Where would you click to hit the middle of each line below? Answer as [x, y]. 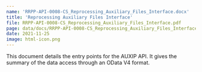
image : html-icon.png [33, 39]
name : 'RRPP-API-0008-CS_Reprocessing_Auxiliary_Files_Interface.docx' [98, 12]
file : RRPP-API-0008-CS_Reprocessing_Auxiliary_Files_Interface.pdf [94, 23]
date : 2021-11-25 [28, 34]
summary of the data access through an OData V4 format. [78, 62]
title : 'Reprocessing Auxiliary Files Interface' [70, 17]
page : [13, 28]
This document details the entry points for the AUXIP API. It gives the [92, 56]
